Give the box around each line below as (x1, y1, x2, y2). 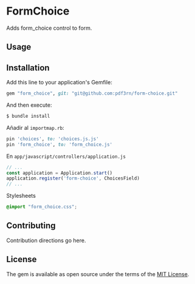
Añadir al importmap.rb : (6, 124, 65, 131)
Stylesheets (6, 192, 36, 200)
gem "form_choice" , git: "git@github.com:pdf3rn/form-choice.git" (6, 90, 178, 96)
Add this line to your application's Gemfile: (6, 79, 112, 86)
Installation (6, 63, 50, 73)
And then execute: (6, 101, 52, 109)
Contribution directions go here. (6, 237, 86, 244)
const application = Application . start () (6, 170, 113, 176)
